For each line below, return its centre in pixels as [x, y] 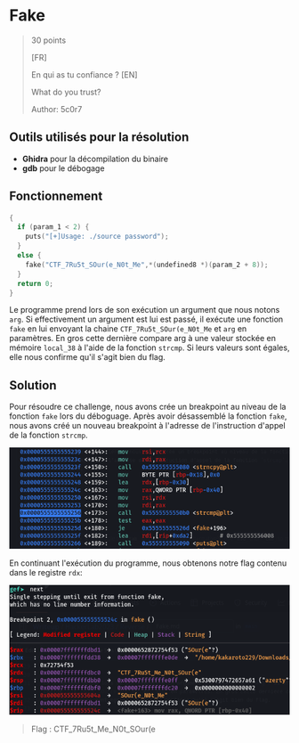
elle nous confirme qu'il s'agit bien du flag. [88, 357]
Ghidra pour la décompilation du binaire [95, 159]
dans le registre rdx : [46, 573]
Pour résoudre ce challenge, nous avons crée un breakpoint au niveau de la [148, 407]
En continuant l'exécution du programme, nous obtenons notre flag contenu [148, 563]
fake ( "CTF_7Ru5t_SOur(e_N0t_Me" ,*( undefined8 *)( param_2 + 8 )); [147, 265]
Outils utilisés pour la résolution [99, 138]
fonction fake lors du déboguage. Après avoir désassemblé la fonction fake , [148, 416]
